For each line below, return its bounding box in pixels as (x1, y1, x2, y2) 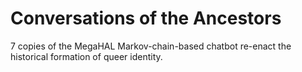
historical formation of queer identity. (10, 50, 163, 62)
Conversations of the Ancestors (10, 7, 282, 30)
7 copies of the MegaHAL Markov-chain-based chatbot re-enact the (10, 40, 292, 52)
